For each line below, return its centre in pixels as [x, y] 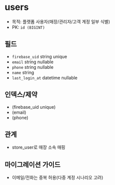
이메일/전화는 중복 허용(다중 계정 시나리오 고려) [57, 178]
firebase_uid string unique [40, 56]
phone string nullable [33, 67]
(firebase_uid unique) [34, 107]
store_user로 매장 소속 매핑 [39, 147]
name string [23, 72]
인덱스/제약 [21, 94]
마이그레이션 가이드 [33, 164]
